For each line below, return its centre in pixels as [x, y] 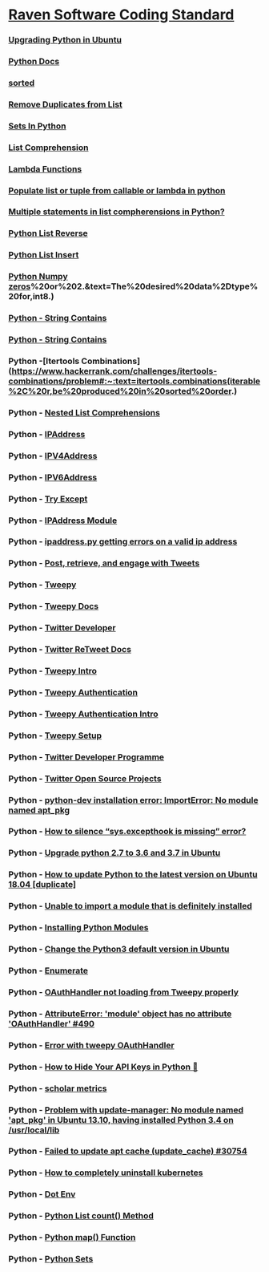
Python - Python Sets [51, 1259]
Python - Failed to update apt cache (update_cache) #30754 [128, 1151]
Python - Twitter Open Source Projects [85, 778]
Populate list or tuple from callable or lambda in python [117, 190]
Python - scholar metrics [58, 1088]
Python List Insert [44, 255]
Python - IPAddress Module [63, 521]
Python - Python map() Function [72, 1238]
